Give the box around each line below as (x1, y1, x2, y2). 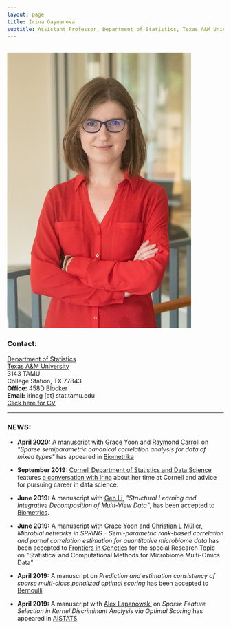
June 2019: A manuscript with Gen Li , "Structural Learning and (16, 493, 197, 502)
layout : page (7, 11, 45, 18)
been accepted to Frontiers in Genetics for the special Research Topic (16, 544, 215, 552)
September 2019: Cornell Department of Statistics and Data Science (16, 465, 212, 474)
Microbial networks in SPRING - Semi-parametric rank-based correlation (16, 529, 224, 537)
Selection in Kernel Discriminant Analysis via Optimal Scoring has (16, 606, 203, 615)
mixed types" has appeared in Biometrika (16, 452, 134, 460)
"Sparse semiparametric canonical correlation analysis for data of (16, 445, 206, 454)
